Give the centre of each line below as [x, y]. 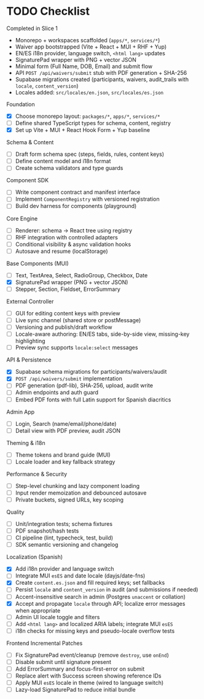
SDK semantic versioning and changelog [67, 545]
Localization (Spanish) [35, 557]
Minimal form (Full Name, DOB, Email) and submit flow [84, 66]
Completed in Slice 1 [32, 28]
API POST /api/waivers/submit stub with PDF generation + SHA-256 [101, 72]
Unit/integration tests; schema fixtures [64, 524]
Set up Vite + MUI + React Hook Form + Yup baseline [83, 130]
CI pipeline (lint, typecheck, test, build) [64, 538]
